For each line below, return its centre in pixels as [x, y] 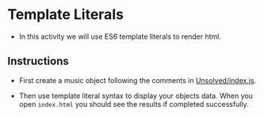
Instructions [38, 61]
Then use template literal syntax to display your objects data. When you [136, 96]
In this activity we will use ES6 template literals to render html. [120, 36]
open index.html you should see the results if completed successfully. [134, 104]
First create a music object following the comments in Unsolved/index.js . [138, 80]
